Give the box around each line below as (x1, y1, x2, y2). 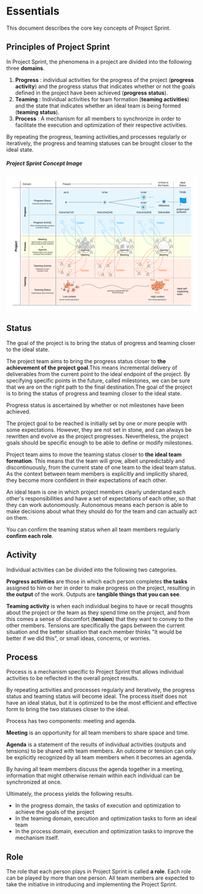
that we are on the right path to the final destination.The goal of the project (6, 383, 193, 391)
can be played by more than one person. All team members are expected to (6, 875, 195, 882)
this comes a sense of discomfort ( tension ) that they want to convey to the (6, 615, 193, 622)
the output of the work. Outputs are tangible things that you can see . (6, 590, 181, 598)
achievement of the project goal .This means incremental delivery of (6, 364, 178, 371)
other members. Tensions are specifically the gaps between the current (6, 622, 185, 629)
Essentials (6, 4, 59, 18)
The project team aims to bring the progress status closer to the (6, 357, 167, 365)
